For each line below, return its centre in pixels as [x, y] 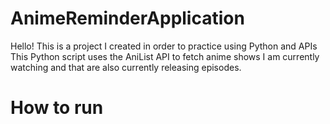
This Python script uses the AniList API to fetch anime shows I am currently [165, 56]
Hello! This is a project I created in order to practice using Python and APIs [164, 46]
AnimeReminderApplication [127, 18]
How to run [57, 108]
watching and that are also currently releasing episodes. [126, 67]
